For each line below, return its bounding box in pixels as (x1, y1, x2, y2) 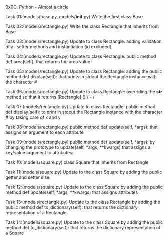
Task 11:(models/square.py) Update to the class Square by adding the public (5, 169, 162, 175)
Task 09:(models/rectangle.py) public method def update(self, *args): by (5, 139, 155, 145)
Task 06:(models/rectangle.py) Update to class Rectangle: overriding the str (5, 89, 163, 94)
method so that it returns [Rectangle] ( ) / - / (5, 94, 95, 100)
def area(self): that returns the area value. (5, 59, 92, 64)
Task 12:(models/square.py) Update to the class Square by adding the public (5, 184, 163, 190)
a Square (5, 230, 24, 236)
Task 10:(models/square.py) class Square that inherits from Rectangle (5, 159, 149, 165)
